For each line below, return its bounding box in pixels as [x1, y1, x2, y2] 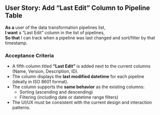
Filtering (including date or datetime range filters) [19, 95, 119, 100]
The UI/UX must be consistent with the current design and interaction [12, 99, 152, 105]
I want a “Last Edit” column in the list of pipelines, [5, 29, 105, 36]
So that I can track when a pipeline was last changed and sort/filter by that [5, 35, 155, 40]
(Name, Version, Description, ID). [12, 68, 79, 75]
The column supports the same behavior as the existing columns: [12, 84, 145, 90]
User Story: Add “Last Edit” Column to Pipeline [5, 4, 150, 12]
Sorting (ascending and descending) [19, 89, 93, 95]
